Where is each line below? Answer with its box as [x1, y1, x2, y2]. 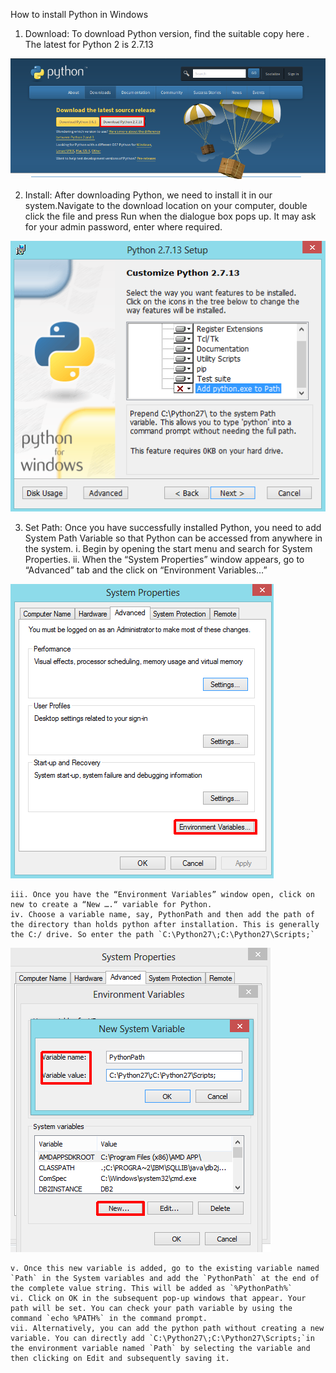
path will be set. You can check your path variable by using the [10, 1303, 293, 1313]
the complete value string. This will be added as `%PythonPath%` [10, 1283, 293, 1293]
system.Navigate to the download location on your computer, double [24, 199, 308, 211]
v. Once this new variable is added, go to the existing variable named [10, 1263, 320, 1273]
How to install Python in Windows [10, 9, 149, 20]
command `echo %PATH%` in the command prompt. [10, 1313, 208, 1323]
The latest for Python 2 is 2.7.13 [24, 39, 154, 50]
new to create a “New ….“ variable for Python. [10, 899, 213, 909]
